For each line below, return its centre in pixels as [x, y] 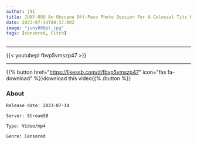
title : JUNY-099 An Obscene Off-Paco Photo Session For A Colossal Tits [97, 17]
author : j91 [21, 11]
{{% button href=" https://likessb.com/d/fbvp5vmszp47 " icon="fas [86, 72]
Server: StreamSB [27, 116]
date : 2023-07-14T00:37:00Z [40, 22]
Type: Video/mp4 [26, 126]
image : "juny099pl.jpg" [35, 28]
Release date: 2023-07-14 [38, 106]
